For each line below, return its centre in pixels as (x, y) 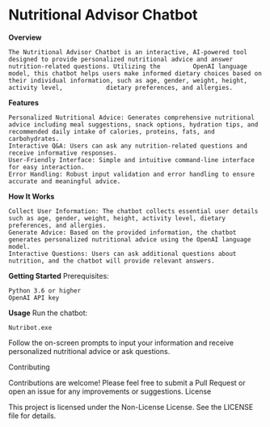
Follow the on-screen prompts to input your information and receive (121, 343)
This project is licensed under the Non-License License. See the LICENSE (131, 407)
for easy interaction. (46, 167)
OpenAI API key (34, 297)
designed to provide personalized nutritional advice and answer (120, 59)
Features (23, 102)
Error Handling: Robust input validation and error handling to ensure (131, 174)
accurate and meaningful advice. (65, 181)
